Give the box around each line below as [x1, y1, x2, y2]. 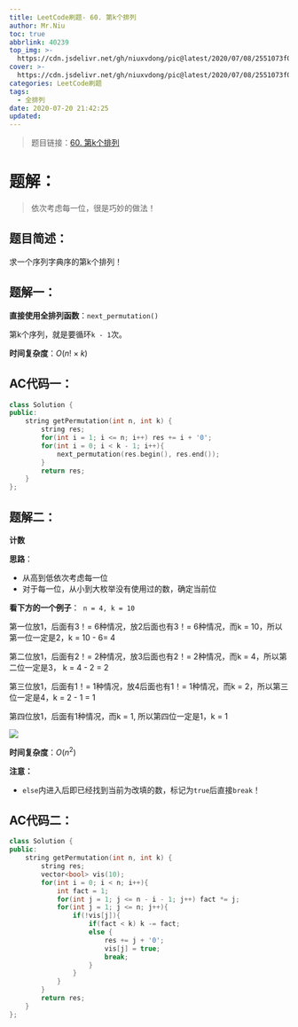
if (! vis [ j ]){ [72, 911, 122, 921]
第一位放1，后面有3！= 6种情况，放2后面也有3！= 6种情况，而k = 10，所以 [9, 621, 283, 631]
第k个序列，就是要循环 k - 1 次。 [9, 329, 127, 340]
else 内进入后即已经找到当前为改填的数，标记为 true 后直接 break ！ [21, 784, 261, 795]
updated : [9, 112, 42, 121]
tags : [9, 87, 29, 96]
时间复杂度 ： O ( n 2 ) [9, 745, 77, 757]
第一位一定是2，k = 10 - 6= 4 [9, 631, 116, 643]
